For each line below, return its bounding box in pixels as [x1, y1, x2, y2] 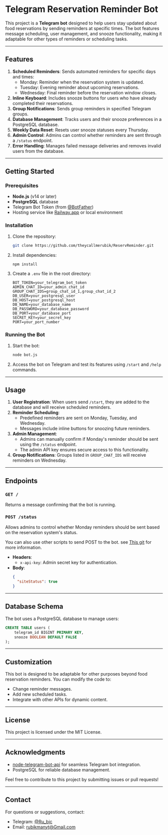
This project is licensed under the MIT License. [5, 729, 102, 735]
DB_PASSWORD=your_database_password [12, 306, 89, 312]
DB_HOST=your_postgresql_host [12, 298, 76, 303]
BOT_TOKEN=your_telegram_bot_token [12, 280, 87, 285]
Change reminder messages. [12, 686, 72, 692]
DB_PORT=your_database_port [12, 311, 71, 316]
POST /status [5, 514, 37, 520]
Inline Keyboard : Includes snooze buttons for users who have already [12, 95, 156, 101]
